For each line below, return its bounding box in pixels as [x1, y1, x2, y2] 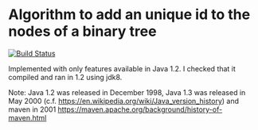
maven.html [8, 113, 47, 122]
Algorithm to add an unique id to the [8, 6, 251, 24]
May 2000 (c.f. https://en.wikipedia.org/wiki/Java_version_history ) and [8, 96, 240, 105]
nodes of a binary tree [8, 22, 157, 40]
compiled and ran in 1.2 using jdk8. [8, 72, 123, 82]
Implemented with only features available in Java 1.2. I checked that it [8, 63, 236, 73]
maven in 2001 [8, 105, 57, 114]
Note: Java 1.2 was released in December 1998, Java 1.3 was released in [8, 87, 246, 97]
